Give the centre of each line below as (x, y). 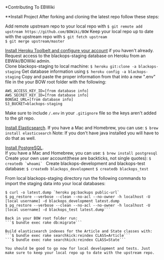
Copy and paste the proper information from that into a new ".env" (89, 77)
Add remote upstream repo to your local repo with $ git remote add (74, 26)
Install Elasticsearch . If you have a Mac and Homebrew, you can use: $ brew (82, 128)
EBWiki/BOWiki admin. (28, 61)
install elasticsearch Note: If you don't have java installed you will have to (82, 133)
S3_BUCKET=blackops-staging (34, 104)
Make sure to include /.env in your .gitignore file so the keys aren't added (81, 113)
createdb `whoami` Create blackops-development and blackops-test (75, 163)
